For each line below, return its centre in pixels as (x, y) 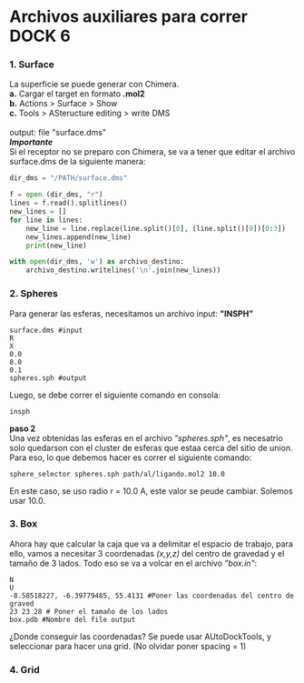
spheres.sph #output (49, 378)
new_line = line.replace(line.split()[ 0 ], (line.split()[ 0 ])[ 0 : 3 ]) (156, 228)
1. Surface (32, 65)
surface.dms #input (46, 330)
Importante (31, 142)
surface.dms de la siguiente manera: (78, 162)
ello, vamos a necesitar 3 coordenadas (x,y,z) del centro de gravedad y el (147, 553)
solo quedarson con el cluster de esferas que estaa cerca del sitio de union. (151, 447)
